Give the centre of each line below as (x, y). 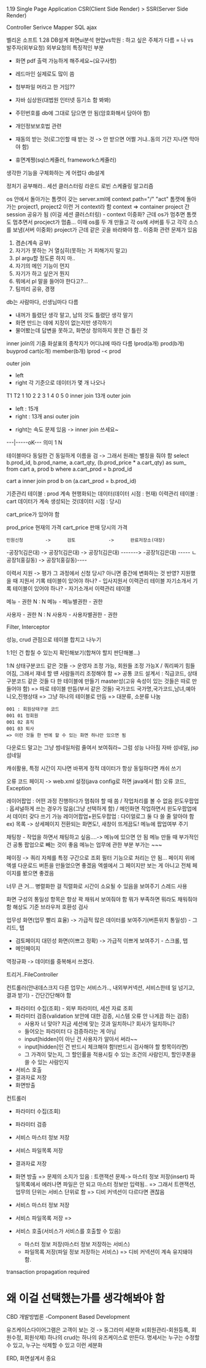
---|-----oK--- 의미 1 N (34, 442)
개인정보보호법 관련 (38, 126)
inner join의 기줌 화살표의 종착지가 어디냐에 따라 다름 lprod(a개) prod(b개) (96, 343)
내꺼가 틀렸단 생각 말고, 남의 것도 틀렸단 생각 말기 (74, 315)
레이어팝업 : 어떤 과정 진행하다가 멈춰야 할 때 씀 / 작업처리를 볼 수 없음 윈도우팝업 (103, 801)
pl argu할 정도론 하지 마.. (45, 258)
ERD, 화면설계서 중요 (31, 1358)
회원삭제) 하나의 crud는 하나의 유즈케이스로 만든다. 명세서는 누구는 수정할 (112, 1337)
